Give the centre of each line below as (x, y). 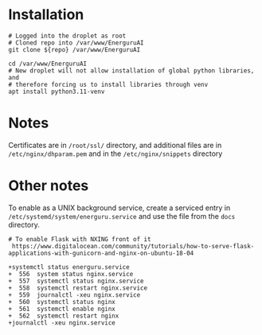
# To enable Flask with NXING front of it (80, 239)
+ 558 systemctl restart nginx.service (78, 288)
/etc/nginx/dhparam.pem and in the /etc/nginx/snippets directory (115, 154)
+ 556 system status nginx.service (71, 274)
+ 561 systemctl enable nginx (62, 309)
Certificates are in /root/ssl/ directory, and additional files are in (115, 145)
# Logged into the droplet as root (67, 36)
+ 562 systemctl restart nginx (64, 316)
